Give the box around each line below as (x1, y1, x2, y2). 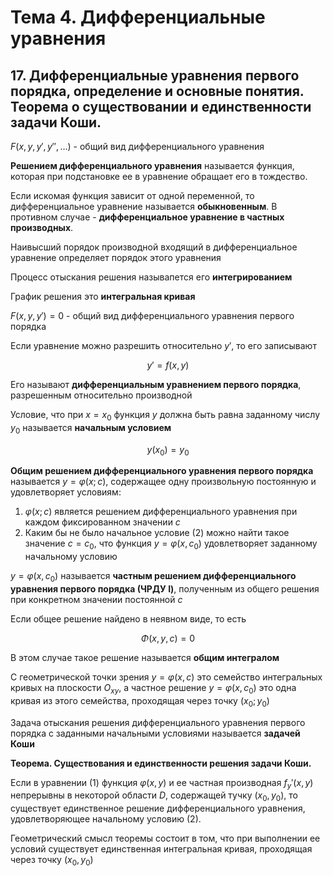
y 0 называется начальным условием (10, 421, 172, 436)
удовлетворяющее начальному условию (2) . (10, 813, 202, 825)
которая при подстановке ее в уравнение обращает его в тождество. (10, 171, 308, 182)
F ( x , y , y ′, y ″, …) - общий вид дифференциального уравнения (10, 141, 265, 152)
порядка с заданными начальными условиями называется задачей (10, 727, 301, 739)
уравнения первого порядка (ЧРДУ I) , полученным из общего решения (10, 582, 320, 595)
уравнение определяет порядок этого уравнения (10, 252, 222, 263)
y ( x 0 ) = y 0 (146, 443, 190, 458)
